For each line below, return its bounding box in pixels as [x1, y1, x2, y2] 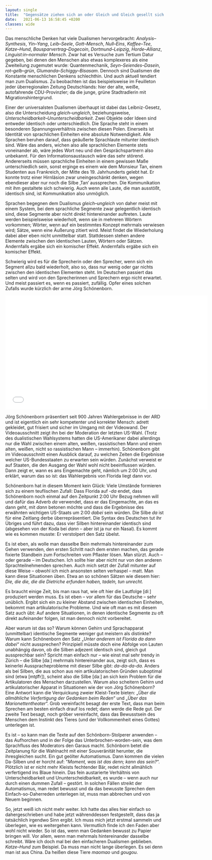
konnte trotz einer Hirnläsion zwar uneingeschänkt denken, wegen [5, 174, 144, 180]
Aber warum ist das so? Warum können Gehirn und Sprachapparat [5, 625, 144, 631]
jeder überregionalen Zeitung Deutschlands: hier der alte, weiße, [5, 84, 140, 90]
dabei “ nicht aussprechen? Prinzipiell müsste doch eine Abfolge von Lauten [5, 641, 163, 647]
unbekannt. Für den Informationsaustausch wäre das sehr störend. [5, 153, 144, 159]
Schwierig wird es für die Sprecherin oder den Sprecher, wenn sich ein [5, 259, 153, 265]
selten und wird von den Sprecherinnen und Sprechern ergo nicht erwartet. [5, 275, 162, 281]
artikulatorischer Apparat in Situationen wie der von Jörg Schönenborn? [5, 684, 155, 690]
